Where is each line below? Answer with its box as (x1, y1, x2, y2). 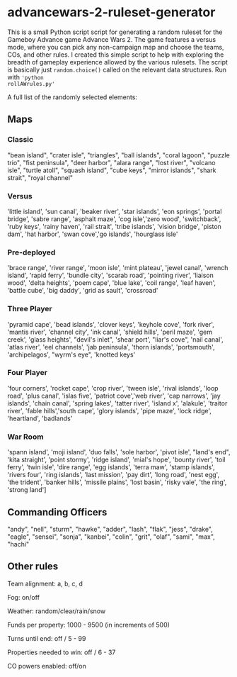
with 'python (7, 72, 44, 82)
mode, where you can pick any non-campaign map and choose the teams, (7, 43, 224, 51)
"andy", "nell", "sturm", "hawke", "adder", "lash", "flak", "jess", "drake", (7, 525, 214, 533)
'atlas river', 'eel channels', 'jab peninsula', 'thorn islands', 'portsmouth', (7, 342, 215, 351)
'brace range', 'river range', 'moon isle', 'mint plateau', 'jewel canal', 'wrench (7, 264, 229, 272)
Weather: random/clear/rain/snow (7, 607, 106, 615)
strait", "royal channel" (7, 173, 73, 181)
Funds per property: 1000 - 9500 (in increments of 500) (7, 620, 170, 629)
